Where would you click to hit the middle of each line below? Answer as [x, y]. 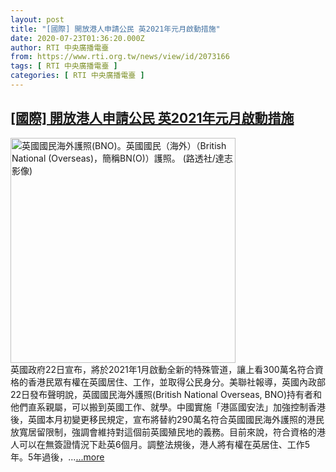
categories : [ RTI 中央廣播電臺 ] [77, 76]
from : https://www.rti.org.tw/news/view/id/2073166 [120, 57]
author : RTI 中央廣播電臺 [60, 47]
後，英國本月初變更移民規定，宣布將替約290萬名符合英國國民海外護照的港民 [167, 419]
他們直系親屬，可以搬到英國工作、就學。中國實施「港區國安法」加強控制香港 [168, 407]
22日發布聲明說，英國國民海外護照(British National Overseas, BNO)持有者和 [166, 394]
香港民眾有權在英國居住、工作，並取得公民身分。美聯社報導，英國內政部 [176, 382]
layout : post [37, 19]
